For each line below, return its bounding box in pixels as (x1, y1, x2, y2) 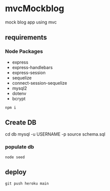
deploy (5, 168, 27, 176)
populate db (5, 143, 34, 150)
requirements (5, 33, 47, 42)
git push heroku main (5, 181, 49, 186)
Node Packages (5, 48, 43, 55)
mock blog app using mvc (5, 19, 57, 25)
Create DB (5, 119, 37, 127)
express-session (12, 70, 46, 75)
